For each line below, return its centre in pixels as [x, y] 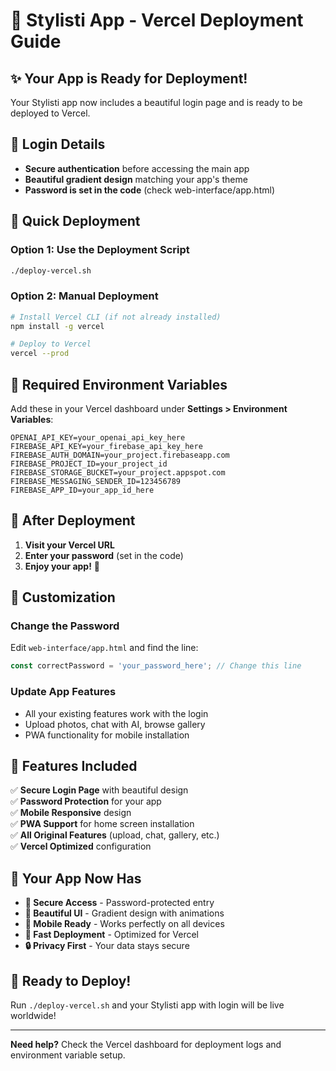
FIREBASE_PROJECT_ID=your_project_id [89, 464]
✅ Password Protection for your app [86, 801]
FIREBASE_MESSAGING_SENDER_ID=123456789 [96, 481]
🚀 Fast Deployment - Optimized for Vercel [111, 935]
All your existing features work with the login [116, 713]
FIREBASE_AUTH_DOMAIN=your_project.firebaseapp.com [120, 455]
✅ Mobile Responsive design [71, 813]
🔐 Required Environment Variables [119, 384]
